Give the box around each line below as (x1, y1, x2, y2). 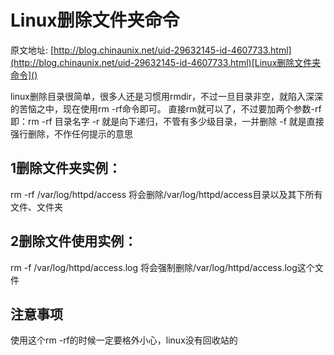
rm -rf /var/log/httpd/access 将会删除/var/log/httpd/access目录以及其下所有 (10, 188, 323, 200)
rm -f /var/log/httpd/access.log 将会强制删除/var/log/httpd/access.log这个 (10, 261, 315, 273)
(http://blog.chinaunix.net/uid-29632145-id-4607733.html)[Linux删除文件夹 (10, 56, 322, 68)
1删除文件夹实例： (10, 160, 122, 177)
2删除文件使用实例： (10, 233, 138, 250)
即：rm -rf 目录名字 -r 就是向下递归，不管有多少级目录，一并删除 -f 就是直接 (10, 115, 325, 127)
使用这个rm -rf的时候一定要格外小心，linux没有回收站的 (10, 334, 238, 346)
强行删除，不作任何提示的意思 (10, 127, 133, 140)
